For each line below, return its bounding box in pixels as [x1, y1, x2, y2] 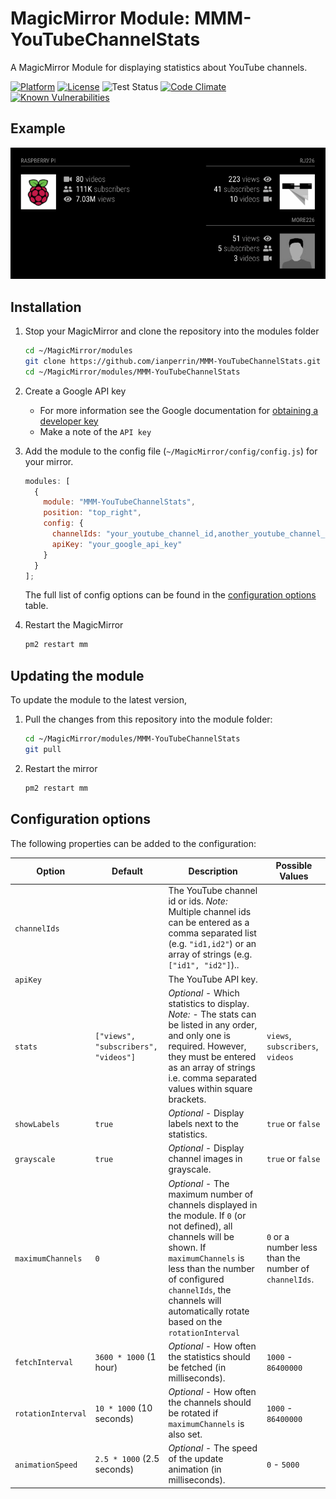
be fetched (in [168, 1361, 227, 1373]
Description [188, 865, 238, 877]
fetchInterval [14, 1358, 74, 1368]
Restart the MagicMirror [24, 619, 124, 631]
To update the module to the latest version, [10, 694, 188, 706]
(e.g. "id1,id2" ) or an [168, 938, 257, 950]
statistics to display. [168, 997, 250, 1009]
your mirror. [24, 455, 74, 467]
